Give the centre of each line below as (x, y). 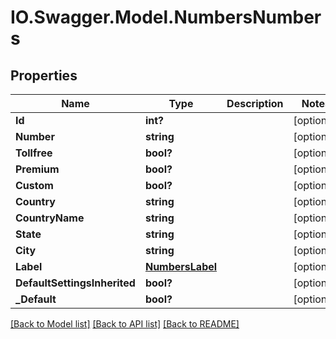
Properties (44, 75)
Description (255, 103)
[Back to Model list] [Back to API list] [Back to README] (125, 324)
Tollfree (34, 153)
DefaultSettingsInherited (75, 283)
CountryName (50, 218)
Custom (34, 185)
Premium (37, 169)
